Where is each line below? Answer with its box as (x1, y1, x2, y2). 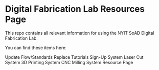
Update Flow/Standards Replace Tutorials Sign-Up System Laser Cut (5, 54, 144, 60)
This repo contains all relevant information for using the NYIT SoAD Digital (5, 30, 154, 36)
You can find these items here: (5, 45, 67, 50)
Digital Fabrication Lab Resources (5, 3, 145, 15)
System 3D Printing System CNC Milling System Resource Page (5, 59, 134, 65)
